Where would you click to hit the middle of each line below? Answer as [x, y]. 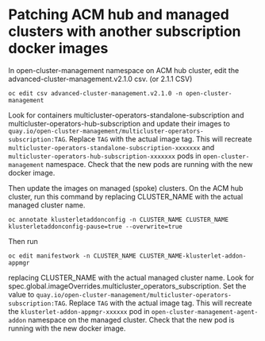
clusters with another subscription [125, 31]
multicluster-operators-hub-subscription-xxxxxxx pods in [105, 156]
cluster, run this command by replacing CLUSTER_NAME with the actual [126, 196]
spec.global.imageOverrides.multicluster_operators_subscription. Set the [127, 286]
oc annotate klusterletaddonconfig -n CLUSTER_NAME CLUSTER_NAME [118, 219]
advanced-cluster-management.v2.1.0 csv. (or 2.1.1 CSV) [100, 79]
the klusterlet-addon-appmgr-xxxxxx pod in [79, 311]
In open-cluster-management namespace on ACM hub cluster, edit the [124, 70]
